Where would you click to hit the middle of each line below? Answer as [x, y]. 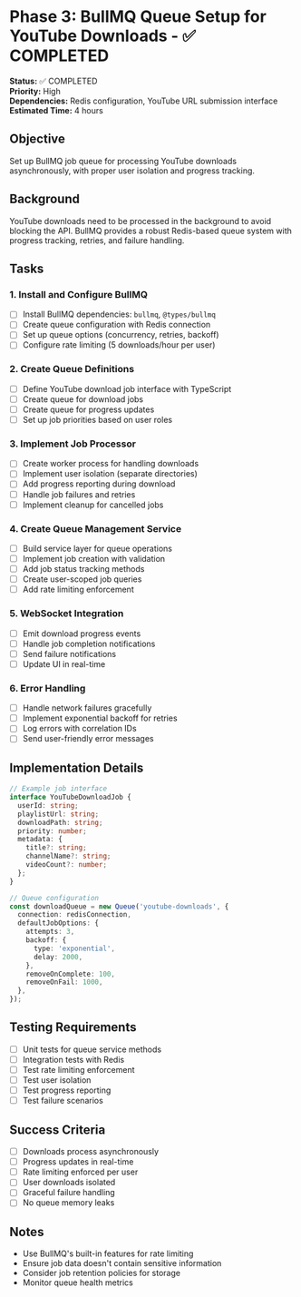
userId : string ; [48, 805]
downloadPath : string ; [60, 822]
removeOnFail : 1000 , [64, 982]
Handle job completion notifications [89, 644]
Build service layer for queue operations [97, 548]
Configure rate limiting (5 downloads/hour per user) [119, 345]
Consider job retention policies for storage [102, 1273]
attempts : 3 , [50, 932]
